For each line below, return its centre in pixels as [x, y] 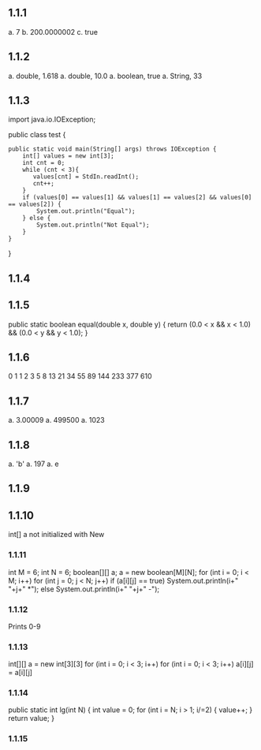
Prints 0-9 [24, 626]
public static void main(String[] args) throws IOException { [112, 149]
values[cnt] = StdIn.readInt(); [86, 177]
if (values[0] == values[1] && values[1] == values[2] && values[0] [137, 198]
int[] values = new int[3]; [68, 156]
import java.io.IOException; [52, 119]
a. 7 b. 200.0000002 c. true [53, 32]
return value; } [32, 718]
